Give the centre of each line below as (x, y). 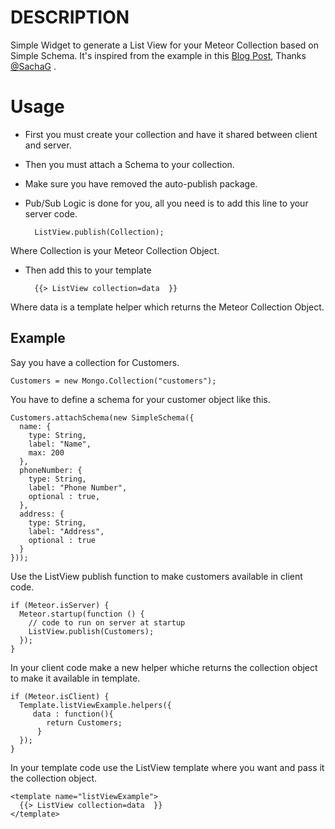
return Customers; (84, 722)
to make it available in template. (75, 678)
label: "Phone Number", (78, 487)
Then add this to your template (88, 270)
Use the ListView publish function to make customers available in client (156, 576)
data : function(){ (73, 714)
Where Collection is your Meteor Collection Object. (115, 250)
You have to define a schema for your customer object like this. (140, 399)
